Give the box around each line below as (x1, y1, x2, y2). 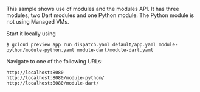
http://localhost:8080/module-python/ (6, 75, 105, 81)
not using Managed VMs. (6, 18, 69, 25)
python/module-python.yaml (6, 47, 75, 53)
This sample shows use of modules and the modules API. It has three (6, 5, 179, 12)
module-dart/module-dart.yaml (77, 47, 154, 53)
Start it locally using (6, 30, 56, 37)
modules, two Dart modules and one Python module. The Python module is (6, 12, 195, 19)
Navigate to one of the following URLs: (6, 58, 103, 65)
